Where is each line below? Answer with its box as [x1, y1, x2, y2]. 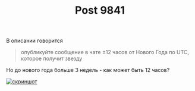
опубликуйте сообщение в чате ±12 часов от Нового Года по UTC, [20, 49, 189, 56]
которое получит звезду [20, 55, 83, 62]
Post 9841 [75, 4, 125, 17]
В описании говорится [6, 37, 64, 45]
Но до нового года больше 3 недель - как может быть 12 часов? [6, 67, 170, 74]
